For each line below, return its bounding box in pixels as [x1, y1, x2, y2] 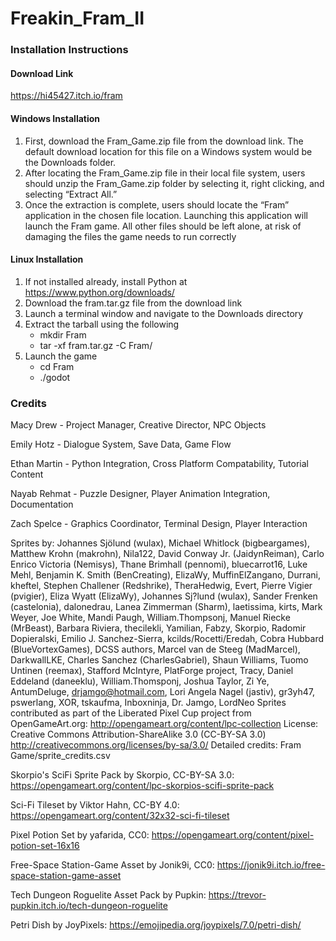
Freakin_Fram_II [10, 7, 145, 30]
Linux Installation [10, 253, 84, 266]
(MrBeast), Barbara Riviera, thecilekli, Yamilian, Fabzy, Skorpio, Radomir [10, 622, 307, 634]
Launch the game [24, 350, 98, 362]
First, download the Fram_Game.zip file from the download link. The [24, 135, 304, 147]
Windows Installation [10, 112, 101, 124]
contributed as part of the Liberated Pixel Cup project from [10, 707, 252, 719]
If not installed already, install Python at [24, 275, 188, 287]
